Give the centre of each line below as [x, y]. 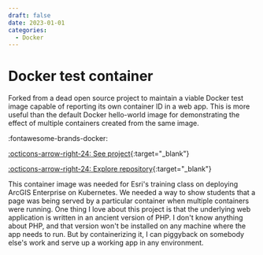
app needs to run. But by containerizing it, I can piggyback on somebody [126, 235]
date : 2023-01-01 [37, 23]
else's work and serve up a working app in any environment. [106, 243]
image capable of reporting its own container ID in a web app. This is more [129, 106]
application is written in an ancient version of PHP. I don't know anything [126, 218]
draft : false [30, 15]
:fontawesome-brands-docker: [58, 139]
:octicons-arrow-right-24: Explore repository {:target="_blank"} [110, 169]
